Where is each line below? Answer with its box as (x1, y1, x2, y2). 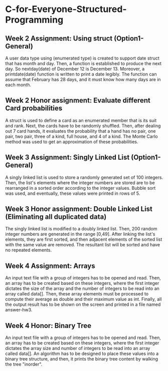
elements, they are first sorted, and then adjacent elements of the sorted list (5, 236, 162, 242)
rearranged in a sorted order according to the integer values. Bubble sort (5, 185, 156, 191)
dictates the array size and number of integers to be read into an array (5, 345, 150, 351)
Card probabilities (5, 104, 63, 113)
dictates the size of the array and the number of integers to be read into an (5, 285, 159, 291)
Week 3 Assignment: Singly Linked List (5, 153, 130, 162)
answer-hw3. (5, 307, 33, 313)
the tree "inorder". (5, 361, 43, 367)
